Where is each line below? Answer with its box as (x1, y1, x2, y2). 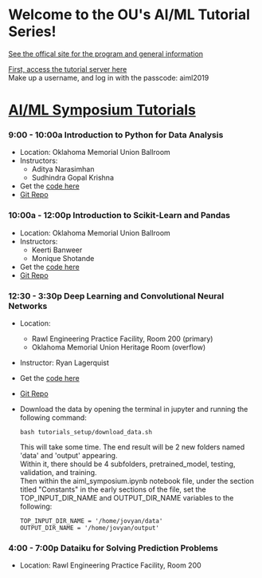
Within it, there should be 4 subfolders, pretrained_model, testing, (19, 459, 236, 469)
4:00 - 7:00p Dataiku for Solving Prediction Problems (8, 542, 219, 553)
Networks (8, 300, 48, 311)
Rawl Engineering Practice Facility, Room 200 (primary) (31, 334, 213, 344)
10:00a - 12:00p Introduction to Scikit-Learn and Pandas (8, 210, 231, 221)
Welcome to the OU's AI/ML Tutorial (8, 6, 251, 24)
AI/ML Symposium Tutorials (8, 101, 197, 119)
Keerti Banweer (31, 245, 83, 255)
